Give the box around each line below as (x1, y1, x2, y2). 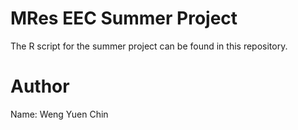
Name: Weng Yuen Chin (10, 108, 109, 120)
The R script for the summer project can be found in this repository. (10, 40, 288, 52)
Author (10, 75, 70, 98)
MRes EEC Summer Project (10, 7, 238, 30)
